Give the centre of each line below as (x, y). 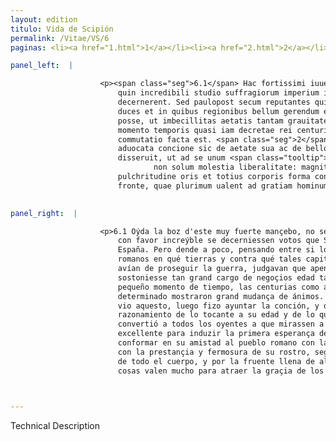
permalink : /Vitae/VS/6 (60, 38)
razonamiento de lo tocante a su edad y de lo (216, 315)
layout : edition (44, 19)
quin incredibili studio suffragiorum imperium (218, 93)
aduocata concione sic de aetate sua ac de (209, 149)
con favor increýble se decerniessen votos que (218, 241)
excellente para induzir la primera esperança (216, 334)
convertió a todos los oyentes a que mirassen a (221, 324)
